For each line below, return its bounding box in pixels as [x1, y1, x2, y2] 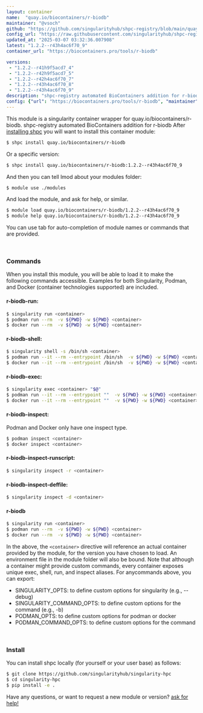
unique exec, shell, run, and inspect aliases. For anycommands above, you [6, 569, 192, 576]
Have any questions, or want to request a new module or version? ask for [6, 693, 188, 700]
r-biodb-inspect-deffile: [6, 481, 68, 488]
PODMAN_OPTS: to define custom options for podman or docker [14, 612, 176, 619]
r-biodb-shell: [6, 335, 42, 342]
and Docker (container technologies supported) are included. [6, 283, 159, 291]
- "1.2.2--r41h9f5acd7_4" [8, 65, 74, 71]
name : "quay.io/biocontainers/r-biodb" [6, 15, 110, 21]
